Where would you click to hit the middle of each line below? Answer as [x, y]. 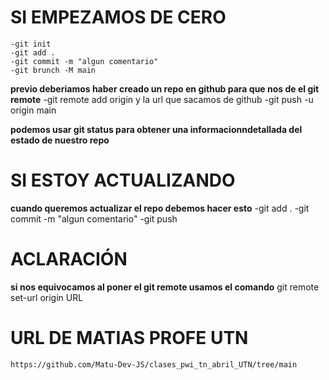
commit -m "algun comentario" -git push [94, 218]
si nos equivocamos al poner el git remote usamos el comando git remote [165, 287]
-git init [31, 44]
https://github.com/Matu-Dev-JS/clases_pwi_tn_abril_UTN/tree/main [154, 364]
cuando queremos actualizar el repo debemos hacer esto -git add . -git [160, 208]
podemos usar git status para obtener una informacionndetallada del [156, 129]
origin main [33, 110]
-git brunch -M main [53, 70]
